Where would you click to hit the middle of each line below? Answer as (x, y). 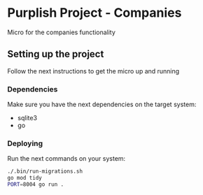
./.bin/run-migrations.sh (45, 172)
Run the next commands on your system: (66, 159)
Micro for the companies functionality (61, 32)
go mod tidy (24, 178)
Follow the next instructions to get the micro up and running (93, 71)
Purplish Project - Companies (94, 13)
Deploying (25, 143)
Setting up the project (56, 54)
